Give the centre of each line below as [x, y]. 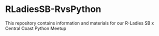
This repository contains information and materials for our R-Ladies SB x [79, 23]
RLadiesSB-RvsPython [53, 9]
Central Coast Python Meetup [36, 28]
